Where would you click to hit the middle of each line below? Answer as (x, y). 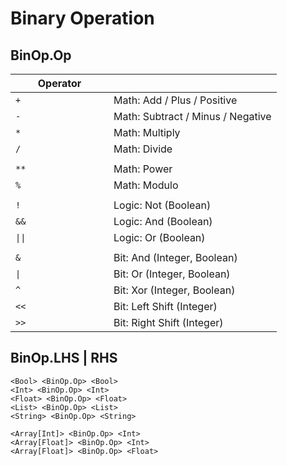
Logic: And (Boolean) (163, 221)
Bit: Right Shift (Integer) (168, 322)
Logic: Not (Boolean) (162, 205)
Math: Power (143, 169)
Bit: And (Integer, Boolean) (175, 257)
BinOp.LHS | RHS (64, 358)
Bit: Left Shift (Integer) (165, 306)
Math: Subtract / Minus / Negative (192, 116)
